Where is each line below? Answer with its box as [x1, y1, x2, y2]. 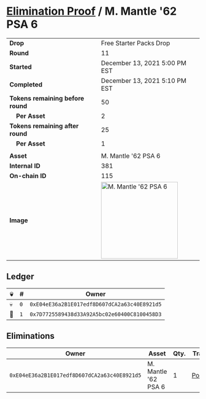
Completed [9, 80, 43, 88]
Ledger [6, 271, 34, 282]
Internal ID [9, 161, 41, 170]
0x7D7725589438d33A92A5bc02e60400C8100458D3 [29, 311, 162, 317]
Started [9, 63, 32, 71]
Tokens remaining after [9, 122, 79, 130]
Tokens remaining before [9, 94, 85, 103]
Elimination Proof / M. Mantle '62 [6, 4, 177, 18]
